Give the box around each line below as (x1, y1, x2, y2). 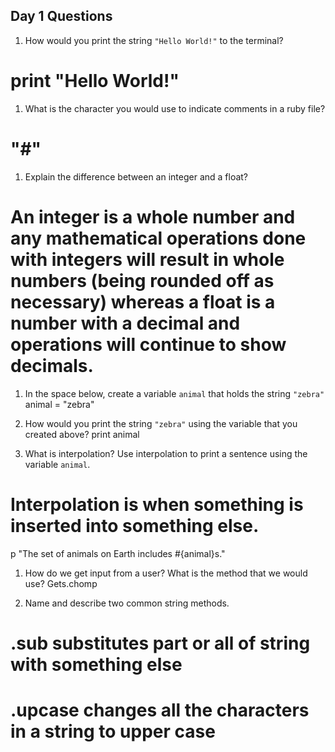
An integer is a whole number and (10, 205, 296, 228)
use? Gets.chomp (24, 577, 98, 589)
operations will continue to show (10, 333, 287, 356)
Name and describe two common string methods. (24, 597, 230, 609)
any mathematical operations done (10, 227, 307, 249)
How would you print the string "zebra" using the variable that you (24, 417, 298, 429)
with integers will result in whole (10, 248, 285, 271)
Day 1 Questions (10, 8, 113, 25)
